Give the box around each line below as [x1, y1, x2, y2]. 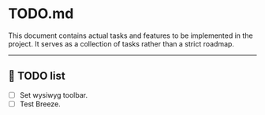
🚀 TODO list [8, 69, 65, 83]
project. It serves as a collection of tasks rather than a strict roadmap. [8, 39, 235, 48]
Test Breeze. [19, 99, 61, 109]
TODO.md [8, 5, 74, 23]
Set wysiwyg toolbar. [19, 90, 88, 99]
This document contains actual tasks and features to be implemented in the [8, 31, 254, 40]
